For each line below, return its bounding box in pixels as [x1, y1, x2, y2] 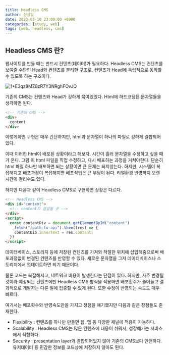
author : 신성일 [5, 12, 34, 17]
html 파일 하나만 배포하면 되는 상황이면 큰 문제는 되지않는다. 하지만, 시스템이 [5, 164, 155, 170]
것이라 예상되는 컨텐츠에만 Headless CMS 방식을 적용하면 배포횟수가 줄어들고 [5, 279, 159, 285]
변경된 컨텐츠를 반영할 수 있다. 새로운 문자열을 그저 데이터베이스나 [27, 256, 156, 262]
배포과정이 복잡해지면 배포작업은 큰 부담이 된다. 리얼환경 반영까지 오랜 [22, 170, 160, 176]
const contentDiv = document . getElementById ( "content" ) [10, 220, 130, 225]
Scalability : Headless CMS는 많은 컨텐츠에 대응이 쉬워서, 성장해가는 [12, 325, 150, 331]
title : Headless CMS [5, 7, 49, 13]
